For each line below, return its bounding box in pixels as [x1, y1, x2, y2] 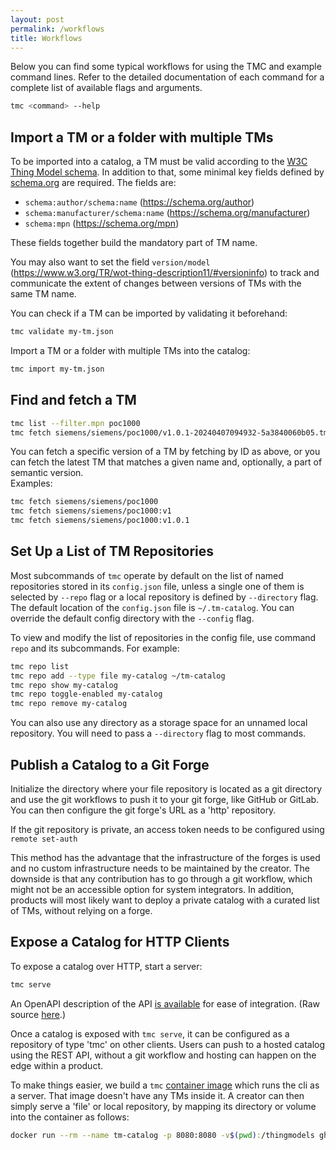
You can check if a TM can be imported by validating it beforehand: [10, 307, 288, 320]
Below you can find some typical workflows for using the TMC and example [10, 61, 322, 73]
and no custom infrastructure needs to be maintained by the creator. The [10, 862, 310, 874]
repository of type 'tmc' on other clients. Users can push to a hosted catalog [10, 1038, 326, 1050]
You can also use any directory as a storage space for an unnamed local [10, 717, 308, 729]
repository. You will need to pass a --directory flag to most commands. [10, 727, 307, 740]
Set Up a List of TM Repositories [10, 543, 215, 560]
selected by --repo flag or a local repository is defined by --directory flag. [10, 591, 319, 603]
